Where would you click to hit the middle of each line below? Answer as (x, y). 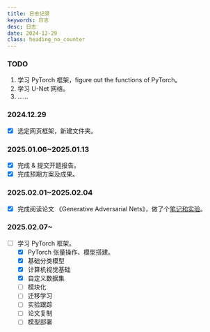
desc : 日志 (22, 27)
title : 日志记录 (29, 14)
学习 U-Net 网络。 (43, 89)
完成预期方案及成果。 (48, 174)
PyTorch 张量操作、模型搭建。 (71, 252)
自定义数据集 (46, 278)
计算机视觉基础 (49, 270)
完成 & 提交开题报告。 (48, 165)
